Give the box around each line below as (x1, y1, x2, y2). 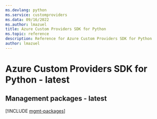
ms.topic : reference (5, 31, 50, 36)
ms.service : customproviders (5, 12, 68, 17)
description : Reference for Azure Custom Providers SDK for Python (5, 36, 152, 42)
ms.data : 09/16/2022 (5, 17, 50, 22)
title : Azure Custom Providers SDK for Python (5, 27, 106, 32)
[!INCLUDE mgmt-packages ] (5, 108, 65, 114)
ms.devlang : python (5, 7, 47, 13)
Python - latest (5, 74, 70, 85)
